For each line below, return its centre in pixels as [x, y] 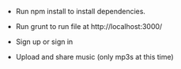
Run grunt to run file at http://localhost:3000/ [89, 26]
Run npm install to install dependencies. [81, 11]
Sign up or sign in [44, 42]
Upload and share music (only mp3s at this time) [94, 57]
